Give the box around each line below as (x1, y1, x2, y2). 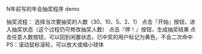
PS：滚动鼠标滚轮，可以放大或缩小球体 (6, 41, 104, 48)
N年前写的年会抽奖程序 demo (6, 5, 80, 12)
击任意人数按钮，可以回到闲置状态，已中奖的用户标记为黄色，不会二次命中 (6, 33, 193, 41)
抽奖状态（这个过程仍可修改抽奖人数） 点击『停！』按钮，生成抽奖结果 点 (11, 26, 196, 33)
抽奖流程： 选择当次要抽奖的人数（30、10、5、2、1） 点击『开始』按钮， (6, 18, 190, 25)
